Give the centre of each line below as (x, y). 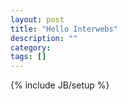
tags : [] (28, 57)
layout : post (37, 19)
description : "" (44, 38)
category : (31, 47)
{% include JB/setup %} (60, 85)
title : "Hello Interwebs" (64, 29)
